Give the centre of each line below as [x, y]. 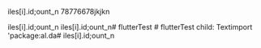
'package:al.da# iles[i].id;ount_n [61, 36]
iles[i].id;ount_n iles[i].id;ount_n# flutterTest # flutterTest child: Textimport [130, 27]
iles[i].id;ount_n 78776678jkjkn [59, 12]
